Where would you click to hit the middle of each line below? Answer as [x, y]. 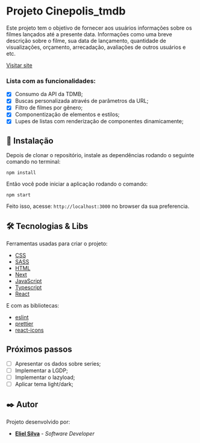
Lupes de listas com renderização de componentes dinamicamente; [99, 121]
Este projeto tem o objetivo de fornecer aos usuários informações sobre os [99, 28]
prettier [24, 324]
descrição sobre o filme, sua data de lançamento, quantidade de [86, 40]
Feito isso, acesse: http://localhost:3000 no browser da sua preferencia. [98, 206]
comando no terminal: [33, 162]
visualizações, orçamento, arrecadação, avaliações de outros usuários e [96, 47]
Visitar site [19, 65]
